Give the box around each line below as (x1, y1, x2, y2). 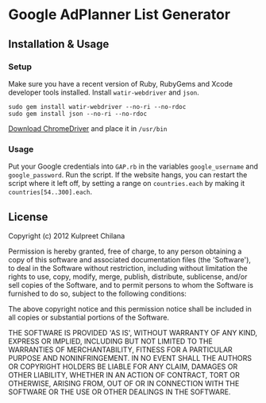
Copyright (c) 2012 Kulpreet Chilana (8, 231, 125, 240)
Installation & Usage (8, 37, 110, 51)
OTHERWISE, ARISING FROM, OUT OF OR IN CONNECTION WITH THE (8, 378, 240, 388)
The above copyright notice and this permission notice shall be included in (8, 304, 252, 313)
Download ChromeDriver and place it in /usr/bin (8, 123, 168, 133)
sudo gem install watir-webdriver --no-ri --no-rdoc (8, 103, 187, 110)
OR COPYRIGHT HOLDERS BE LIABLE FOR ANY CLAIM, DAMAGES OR (8, 362, 238, 371)
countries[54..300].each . (8, 187, 93, 196)
